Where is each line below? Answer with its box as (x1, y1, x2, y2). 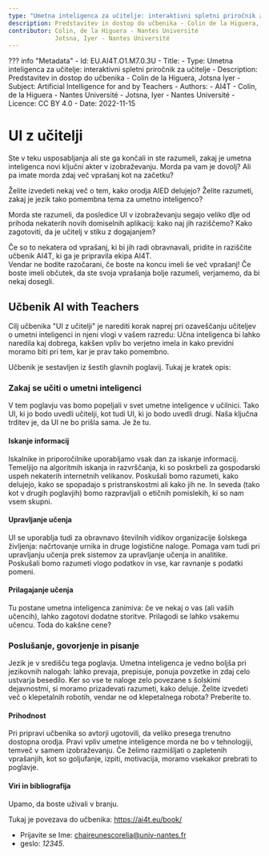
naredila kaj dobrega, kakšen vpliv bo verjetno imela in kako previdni (8, 339, 235, 347)
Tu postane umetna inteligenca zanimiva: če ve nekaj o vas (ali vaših (8, 602, 235, 612)
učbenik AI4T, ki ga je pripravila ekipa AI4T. (8, 251, 152, 261)
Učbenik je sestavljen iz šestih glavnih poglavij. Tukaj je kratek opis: (8, 363, 231, 371)
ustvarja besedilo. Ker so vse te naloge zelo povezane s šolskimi (8, 675, 221, 685)
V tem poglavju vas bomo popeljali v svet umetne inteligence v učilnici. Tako (8, 400, 259, 410)
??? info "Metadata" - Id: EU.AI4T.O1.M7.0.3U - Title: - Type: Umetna (8, 56, 234, 66)
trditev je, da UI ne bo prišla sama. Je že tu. (8, 418, 151, 428)
